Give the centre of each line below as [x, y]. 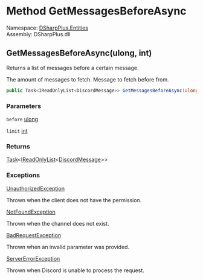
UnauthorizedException [36, 188]
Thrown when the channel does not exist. [58, 223]
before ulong [22, 119]
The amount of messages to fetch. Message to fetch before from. [88, 79]
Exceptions [23, 175]
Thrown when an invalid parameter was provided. [68, 247]
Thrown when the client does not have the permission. [74, 200]
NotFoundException [31, 212]
